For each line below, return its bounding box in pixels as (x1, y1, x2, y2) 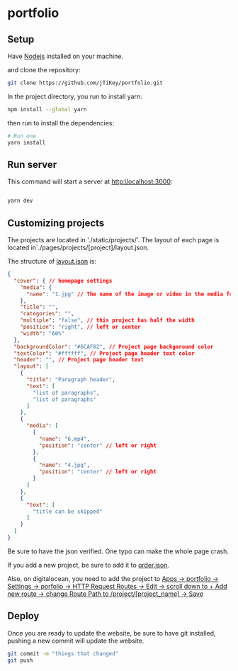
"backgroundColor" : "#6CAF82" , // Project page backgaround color (13, 343, 214, 350)
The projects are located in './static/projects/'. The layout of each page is (7, 236, 220, 244)
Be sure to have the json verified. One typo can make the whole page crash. (7, 547, 229, 556)
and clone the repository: (7, 66, 81, 74)
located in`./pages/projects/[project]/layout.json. (7, 243, 149, 252)
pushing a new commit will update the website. (7, 636, 144, 645)
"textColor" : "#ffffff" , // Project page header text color (13, 349, 195, 357)
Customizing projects (7, 217, 105, 229)
